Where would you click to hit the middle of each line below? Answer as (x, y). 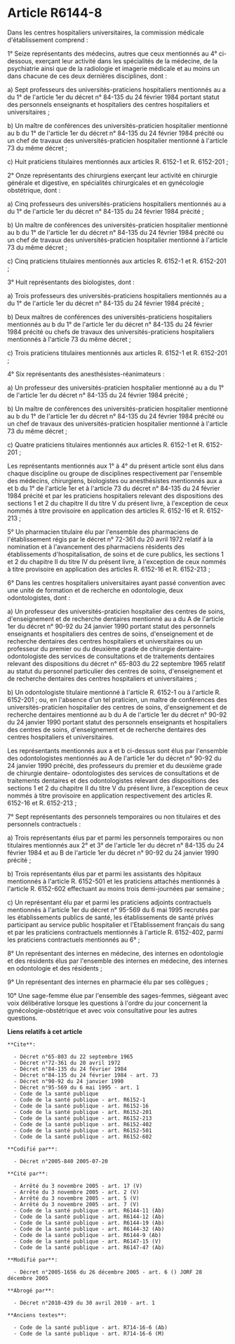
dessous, (20, 60)
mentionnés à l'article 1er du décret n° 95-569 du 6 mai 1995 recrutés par (113, 909)
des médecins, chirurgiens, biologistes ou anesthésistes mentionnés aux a (115, 480)
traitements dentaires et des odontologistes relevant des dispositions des (113, 780)
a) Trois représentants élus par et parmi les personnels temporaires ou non (115, 838)
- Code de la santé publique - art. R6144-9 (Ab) (87, 1235)
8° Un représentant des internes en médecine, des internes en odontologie (115, 953)
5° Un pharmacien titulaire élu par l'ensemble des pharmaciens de (103, 532)
